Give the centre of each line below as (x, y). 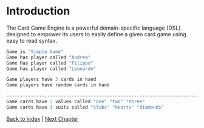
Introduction (38, 11)
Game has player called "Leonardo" (51, 69)
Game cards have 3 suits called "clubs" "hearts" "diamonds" (85, 107)
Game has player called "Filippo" (50, 63)
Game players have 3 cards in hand (51, 80)
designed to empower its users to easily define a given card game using (96, 34)
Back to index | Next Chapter (42, 118)
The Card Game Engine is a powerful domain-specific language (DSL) (93, 28)
